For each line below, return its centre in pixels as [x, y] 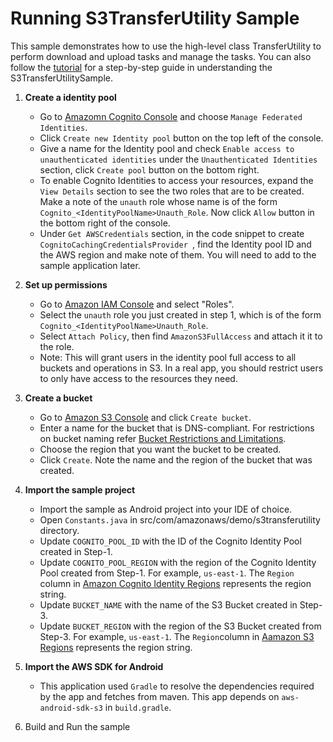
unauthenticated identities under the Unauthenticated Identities [178, 159]
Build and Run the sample [77, 726]
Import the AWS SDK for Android [94, 666]
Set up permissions [66, 284]
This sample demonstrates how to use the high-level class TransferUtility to [166, 46]
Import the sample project [80, 489]
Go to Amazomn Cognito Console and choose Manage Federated [171, 116]
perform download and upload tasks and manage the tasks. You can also [161, 56]
